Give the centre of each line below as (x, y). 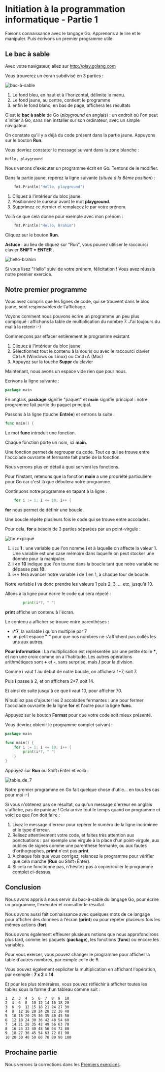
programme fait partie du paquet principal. (48, 405)
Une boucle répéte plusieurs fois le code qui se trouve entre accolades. (78, 519)
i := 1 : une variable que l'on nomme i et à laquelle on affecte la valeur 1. (85, 548)
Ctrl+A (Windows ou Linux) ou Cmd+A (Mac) (58, 357)
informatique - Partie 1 (52, 20)
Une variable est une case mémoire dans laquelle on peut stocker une (83, 553)
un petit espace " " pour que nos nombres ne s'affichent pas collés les (84, 636)
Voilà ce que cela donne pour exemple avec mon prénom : (64, 216)
